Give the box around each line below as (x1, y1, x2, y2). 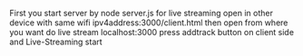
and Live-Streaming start (9, 36, 103, 47)
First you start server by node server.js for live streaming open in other (9, 8, 274, 18)
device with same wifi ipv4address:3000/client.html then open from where (9, 17, 288, 28)
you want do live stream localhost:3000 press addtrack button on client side (9, 27, 295, 37)
